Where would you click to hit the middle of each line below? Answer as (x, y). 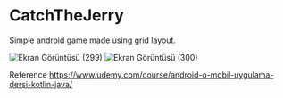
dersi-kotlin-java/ (41, 84)
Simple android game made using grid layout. (93, 40)
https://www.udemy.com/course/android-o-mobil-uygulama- (161, 74)
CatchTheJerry (67, 16)
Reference (28, 74)
